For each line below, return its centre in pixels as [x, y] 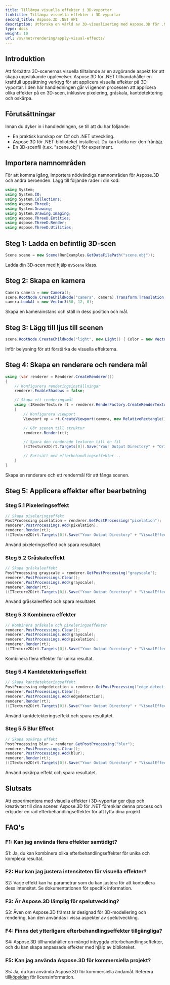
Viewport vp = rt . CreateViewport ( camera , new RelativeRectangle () [95, 419]
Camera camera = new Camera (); [38, 293]
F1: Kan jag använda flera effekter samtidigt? [61, 842]
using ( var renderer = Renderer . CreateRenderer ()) [60, 376]
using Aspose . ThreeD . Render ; [36, 223]
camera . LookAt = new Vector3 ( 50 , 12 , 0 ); [50, 302]
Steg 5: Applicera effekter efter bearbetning [76, 491]
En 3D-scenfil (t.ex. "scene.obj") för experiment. [63, 147]
